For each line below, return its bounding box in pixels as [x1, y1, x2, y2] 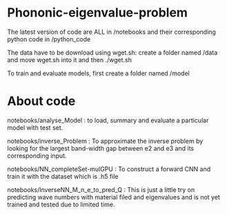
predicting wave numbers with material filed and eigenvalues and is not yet [7, 193, 221, 201]
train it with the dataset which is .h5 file [7, 172, 119, 180]
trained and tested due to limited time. [7, 200, 115, 208]
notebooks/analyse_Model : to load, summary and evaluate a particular [7, 116, 209, 124]
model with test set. [7, 123, 63, 132]
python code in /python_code [7, 35, 91, 43]
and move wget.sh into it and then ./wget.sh [7, 55, 132, 64]
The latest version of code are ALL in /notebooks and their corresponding [7, 28, 216, 36]
